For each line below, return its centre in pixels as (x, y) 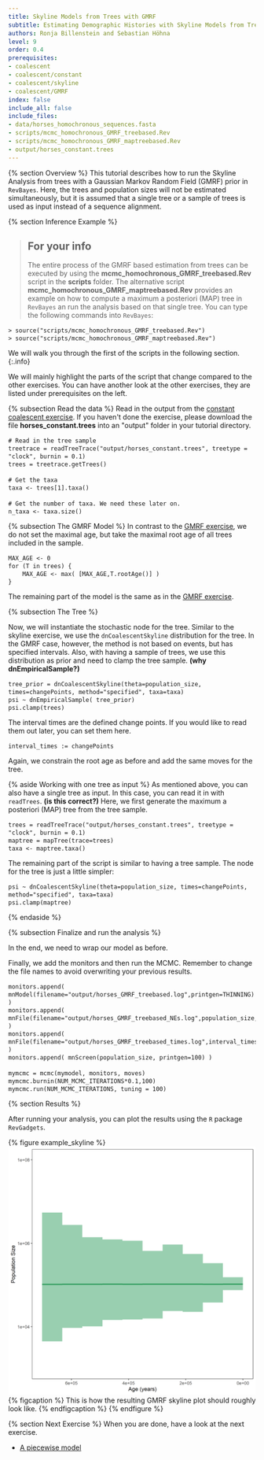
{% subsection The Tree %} (53, 612)
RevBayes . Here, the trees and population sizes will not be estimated (117, 190)
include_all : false (40, 108)
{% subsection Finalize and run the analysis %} (84, 933)
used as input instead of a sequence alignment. (85, 206)
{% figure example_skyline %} (57, 1143)
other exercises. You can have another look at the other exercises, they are (129, 385)
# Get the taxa (33, 480)
